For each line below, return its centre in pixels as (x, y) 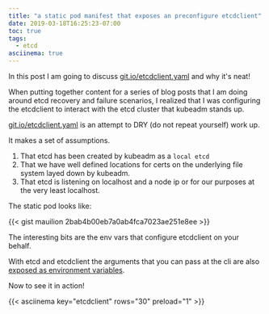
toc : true (25, 31)
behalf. (20, 246)
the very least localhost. (60, 190)
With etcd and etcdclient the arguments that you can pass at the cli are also (134, 262)
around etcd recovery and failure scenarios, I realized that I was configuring (134, 100)
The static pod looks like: (50, 206)
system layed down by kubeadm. (75, 173)
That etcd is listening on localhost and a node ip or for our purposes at (137, 182)
